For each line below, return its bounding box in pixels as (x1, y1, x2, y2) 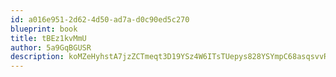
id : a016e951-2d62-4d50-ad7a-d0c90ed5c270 (10, 14, 190, 25)
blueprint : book (10, 24, 78, 34)
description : (10, 52, 65, 62)
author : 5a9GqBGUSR (10, 42, 92, 53)
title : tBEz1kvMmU (10, 33, 87, 43)
